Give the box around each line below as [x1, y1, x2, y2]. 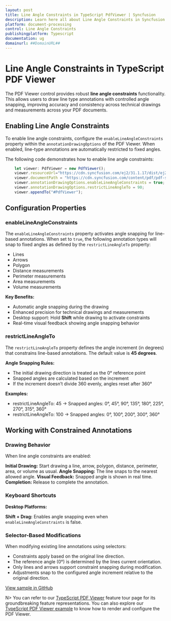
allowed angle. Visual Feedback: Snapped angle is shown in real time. [5, 474, 153, 480]
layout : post [5, 7, 33, 13]
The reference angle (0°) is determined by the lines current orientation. [12, 559, 162, 565]
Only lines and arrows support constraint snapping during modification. [12, 564, 162, 570]
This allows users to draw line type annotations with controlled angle [5, 96, 149, 102]
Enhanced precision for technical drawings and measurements [12, 309, 144, 315]
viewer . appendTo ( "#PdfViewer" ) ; [14, 190, 83, 195]
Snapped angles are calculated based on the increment [12, 375, 129, 381]
